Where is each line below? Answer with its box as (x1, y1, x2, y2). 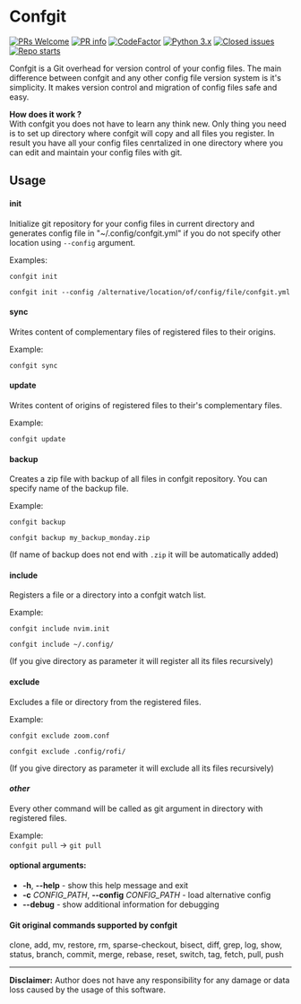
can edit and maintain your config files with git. (9, 146, 183, 158)
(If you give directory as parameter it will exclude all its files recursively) (9, 763, 275, 773)
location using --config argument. (9, 237, 136, 248)
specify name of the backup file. (9, 483, 129, 494)
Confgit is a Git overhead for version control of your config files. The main (9, 63, 282, 74)
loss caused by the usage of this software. (9, 984, 167, 995)
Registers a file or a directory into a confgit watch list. (9, 589, 207, 600)
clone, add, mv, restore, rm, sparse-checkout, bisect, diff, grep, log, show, (9, 939, 282, 950)
